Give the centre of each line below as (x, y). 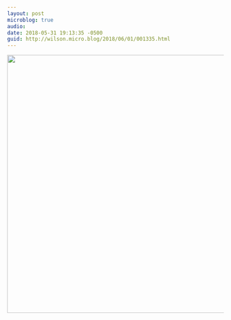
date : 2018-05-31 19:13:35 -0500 (55, 33)
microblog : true (30, 20)
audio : (16, 26)
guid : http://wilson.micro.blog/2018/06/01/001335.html (89, 39)
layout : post (26, 13)
